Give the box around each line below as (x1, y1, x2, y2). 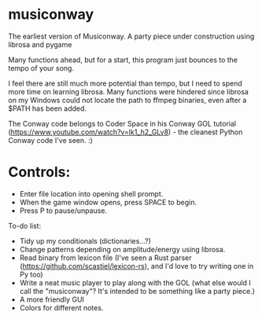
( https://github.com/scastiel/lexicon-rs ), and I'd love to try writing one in (19, 261, 254, 270)
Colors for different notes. (19, 302, 104, 312)
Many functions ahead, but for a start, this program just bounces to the (8, 55, 238, 64)
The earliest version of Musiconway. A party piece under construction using (8, 31, 255, 41)
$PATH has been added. (8, 104, 87, 113)
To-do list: (8, 221, 42, 230)
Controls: (8, 163, 71, 181)
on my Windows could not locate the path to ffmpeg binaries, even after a (8, 95, 247, 104)
